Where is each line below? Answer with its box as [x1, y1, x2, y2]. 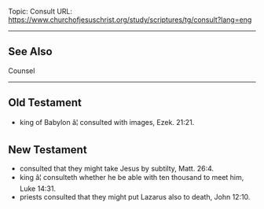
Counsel [8, 66, 35, 75]
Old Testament [8, 96, 82, 109]
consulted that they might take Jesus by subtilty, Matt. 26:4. [19, 164, 214, 174]
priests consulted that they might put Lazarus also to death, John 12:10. [19, 192, 251, 202]
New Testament [8, 143, 88, 156]
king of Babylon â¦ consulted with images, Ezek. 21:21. [19, 117, 195, 126]
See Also [8, 45, 53, 58]
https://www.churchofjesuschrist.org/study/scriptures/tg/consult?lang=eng [8, 15, 252, 24]
